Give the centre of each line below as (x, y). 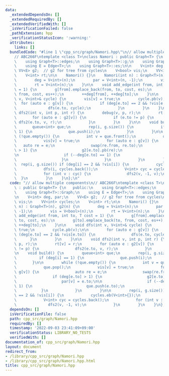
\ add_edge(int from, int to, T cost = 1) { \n (64, 216)
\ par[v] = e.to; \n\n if (83, 281)
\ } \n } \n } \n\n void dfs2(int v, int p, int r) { (89, 239)
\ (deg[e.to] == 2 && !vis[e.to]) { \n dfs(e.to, (83, 235)
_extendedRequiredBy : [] (36, 19)
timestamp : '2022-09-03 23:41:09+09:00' (53, 328)
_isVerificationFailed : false (41, 29)
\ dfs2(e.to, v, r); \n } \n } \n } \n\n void (86, 122)
